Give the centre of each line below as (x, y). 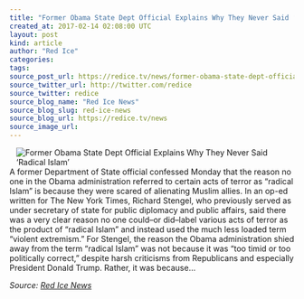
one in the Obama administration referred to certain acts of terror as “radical (152, 181)
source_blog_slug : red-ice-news (70, 110)
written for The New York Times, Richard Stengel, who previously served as (151, 201)
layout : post (34, 34)
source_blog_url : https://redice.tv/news (89, 118)
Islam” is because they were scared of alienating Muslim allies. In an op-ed (149, 191)
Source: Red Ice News (51, 285)
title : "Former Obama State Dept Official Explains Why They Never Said (149, 18)
